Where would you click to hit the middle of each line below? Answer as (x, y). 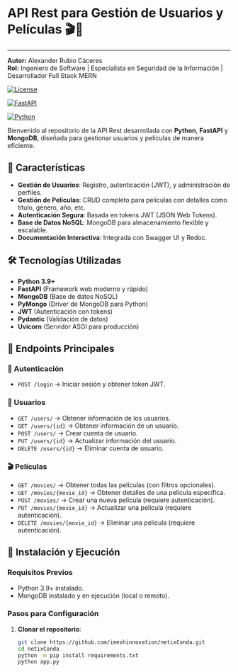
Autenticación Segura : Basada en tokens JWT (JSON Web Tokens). (117, 215)
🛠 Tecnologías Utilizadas (64, 261)
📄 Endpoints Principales (61, 348)
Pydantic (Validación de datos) (63, 319)
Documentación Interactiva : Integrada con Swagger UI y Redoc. (112, 237)
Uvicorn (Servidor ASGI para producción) (78, 326)
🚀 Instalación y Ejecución (64, 553)
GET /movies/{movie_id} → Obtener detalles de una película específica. (121, 492)
